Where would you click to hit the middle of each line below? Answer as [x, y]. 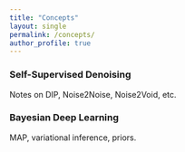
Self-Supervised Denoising [70, 75]
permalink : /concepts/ [52, 34]
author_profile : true [50, 43]
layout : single [38, 26]
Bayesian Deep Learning [64, 118]
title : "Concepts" [44, 18]
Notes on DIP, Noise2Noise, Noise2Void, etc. [93, 94]
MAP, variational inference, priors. [73, 138]
